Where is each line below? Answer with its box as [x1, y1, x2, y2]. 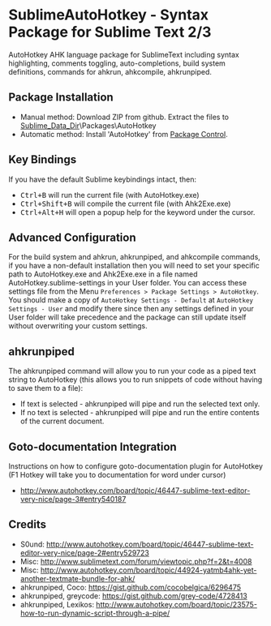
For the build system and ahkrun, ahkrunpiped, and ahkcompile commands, [8, 252, 261, 262]
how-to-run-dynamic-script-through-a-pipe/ [19, 608, 170, 618]
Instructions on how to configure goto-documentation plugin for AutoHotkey [8, 461, 264, 471]
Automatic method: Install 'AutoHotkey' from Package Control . [19, 129, 229, 139]
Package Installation [8, 91, 114, 105]
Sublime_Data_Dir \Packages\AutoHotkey [19, 120, 157, 131]
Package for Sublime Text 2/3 [8, 23, 212, 41]
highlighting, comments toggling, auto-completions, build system [8, 58, 226, 68]
